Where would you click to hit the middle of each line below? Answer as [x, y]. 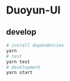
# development [24, 67]
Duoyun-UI [33, 10]
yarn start [19, 73]
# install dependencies [35, 45]
